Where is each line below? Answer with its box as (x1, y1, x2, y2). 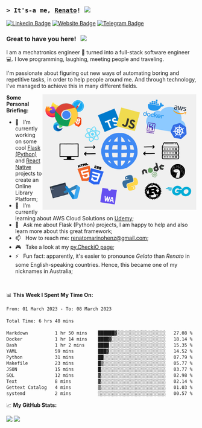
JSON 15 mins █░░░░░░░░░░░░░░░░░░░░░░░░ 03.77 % (6, 366, 193, 372)
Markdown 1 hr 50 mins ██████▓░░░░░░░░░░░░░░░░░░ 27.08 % (6, 330, 193, 336)
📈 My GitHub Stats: (6, 401, 57, 409)
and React (14, 157, 40, 164)
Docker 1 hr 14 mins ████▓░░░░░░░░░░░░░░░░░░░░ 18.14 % (6, 336, 193, 342)
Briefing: (6, 106, 29, 114)
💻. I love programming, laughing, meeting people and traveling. (6, 55, 165, 63)
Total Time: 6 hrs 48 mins (6, 318, 74, 324)
